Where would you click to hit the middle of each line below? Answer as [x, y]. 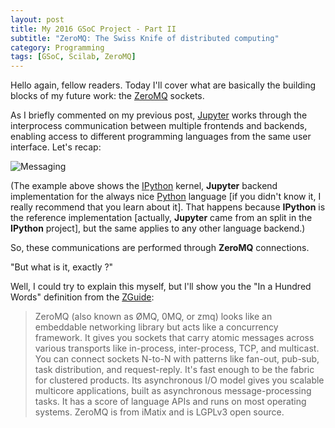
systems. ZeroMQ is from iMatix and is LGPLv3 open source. [159, 412]
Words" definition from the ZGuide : [82, 297]
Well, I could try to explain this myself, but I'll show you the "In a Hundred [161, 287]
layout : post [37, 19]
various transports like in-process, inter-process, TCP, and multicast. [177, 348]
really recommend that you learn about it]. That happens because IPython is [168, 207]
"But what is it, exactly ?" [62, 267]
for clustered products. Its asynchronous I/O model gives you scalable [179, 380]
